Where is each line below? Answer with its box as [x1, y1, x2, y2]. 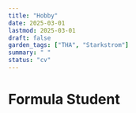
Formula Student [8, 91, 120, 108]
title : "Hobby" [8, 11, 59, 20]
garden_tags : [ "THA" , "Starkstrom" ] [8, 41, 129, 49]
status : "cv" [8, 56, 51, 64]
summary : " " [8, 49, 51, 56]
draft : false [8, 33, 51, 42]
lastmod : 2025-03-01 [8, 26, 77, 34]
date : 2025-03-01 [8, 19, 66, 27]
